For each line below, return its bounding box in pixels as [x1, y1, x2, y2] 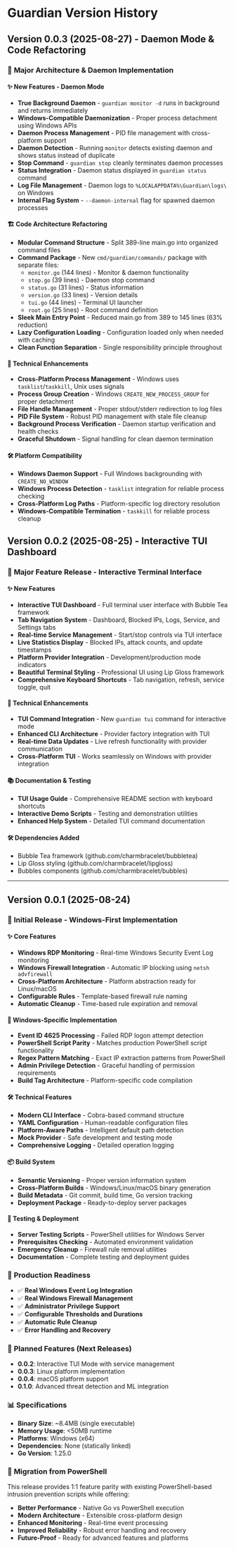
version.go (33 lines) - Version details [27, 290, 138, 299]
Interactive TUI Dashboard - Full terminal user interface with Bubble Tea [17, 600, 228, 609]
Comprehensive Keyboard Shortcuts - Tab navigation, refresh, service [17, 675, 225, 684]
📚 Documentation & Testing [7, 776, 91, 785]
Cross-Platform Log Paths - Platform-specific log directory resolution [17, 499, 221, 508]
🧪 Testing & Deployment [7, 1214, 79, 1223]
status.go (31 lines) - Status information [27, 283, 144, 292]
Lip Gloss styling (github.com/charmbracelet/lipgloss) [17, 859, 173, 868]
